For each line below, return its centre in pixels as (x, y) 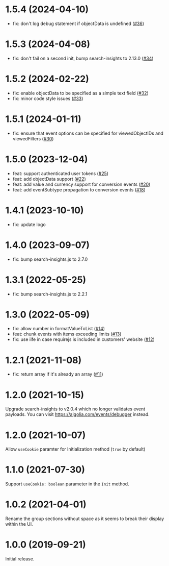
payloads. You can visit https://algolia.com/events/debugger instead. (78, 414)
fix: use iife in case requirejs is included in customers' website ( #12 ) (84, 339)
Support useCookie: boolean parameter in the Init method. (67, 484)
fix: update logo (29, 224)
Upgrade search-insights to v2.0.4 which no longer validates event (75, 409)
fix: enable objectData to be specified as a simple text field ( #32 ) (80, 93)
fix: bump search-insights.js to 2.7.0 (50, 259)
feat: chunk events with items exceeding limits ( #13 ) (67, 334)
